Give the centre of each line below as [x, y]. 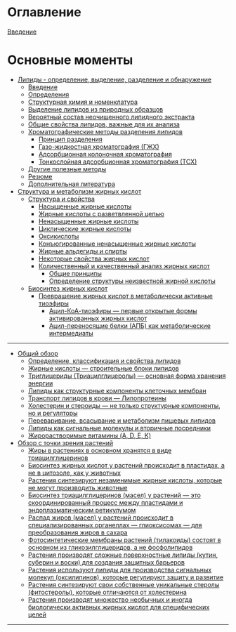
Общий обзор [38, 353]
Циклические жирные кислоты [85, 228]
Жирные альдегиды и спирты [83, 251]
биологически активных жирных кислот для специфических [119, 607]
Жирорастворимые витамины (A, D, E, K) [90, 435]
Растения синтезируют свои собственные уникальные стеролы [124, 584]
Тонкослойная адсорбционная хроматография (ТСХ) [118, 162]
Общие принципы [75, 273]
